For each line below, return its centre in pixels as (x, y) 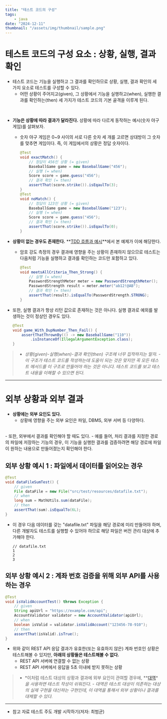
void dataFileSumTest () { (32, 482)
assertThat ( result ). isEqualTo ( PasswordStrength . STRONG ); (89, 295)
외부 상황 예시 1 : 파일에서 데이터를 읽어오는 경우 (74, 466)
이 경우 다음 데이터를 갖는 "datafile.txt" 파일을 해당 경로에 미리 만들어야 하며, (87, 524)
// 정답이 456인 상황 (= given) (59, 162)
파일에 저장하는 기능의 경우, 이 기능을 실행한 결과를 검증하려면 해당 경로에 (81, 442)
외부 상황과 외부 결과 (44, 399)
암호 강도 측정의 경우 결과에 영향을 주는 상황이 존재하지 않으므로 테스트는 (90, 252)
